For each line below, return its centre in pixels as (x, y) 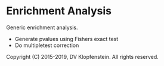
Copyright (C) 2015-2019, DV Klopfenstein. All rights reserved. (83, 56)
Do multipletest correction (47, 45)
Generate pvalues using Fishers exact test (66, 39)
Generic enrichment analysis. (42, 27)
